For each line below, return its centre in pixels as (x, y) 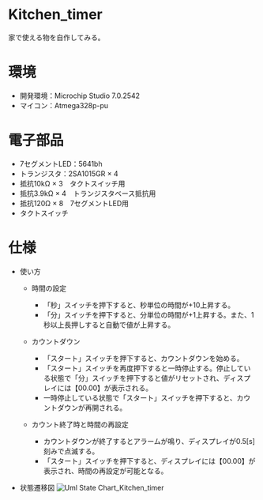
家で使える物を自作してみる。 (56, 37)
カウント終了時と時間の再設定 (80, 424)
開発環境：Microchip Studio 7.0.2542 (80, 96)
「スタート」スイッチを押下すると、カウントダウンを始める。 (143, 358)
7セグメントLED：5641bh (61, 164)
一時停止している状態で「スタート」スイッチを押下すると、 (140, 397)
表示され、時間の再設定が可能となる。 (105, 471)
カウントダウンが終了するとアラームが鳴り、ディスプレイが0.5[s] (149, 441)
